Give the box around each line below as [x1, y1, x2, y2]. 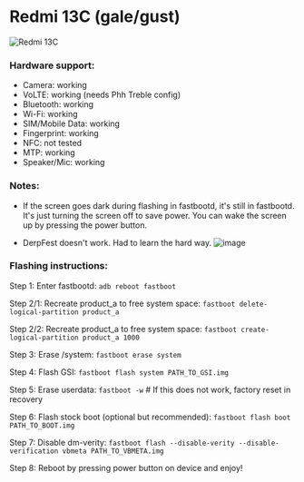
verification [9, 447, 59, 456]
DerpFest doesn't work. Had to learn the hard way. [22, 237, 211, 248]
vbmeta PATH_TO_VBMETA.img [62, 447, 165, 456]
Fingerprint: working [22, 128, 100, 139]
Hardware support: [9, 59, 95, 72]
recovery [9, 393, 44, 405]
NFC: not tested [22, 138, 83, 149]
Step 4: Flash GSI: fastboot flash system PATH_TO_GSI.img [9, 366, 230, 378]
